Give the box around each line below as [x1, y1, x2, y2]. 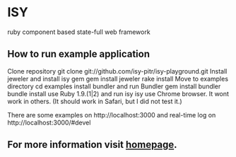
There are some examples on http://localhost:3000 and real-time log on [7, 110, 216, 119]
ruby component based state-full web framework [7, 28, 151, 36]
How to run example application [7, 48, 151, 60]
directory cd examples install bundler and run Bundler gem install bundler [7, 82, 221, 91]
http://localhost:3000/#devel [7, 118, 91, 127]
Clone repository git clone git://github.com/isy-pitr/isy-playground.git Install [7, 66, 228, 75]
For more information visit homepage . [7, 139, 178, 151]
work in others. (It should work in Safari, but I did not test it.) [7, 97, 182, 105]
